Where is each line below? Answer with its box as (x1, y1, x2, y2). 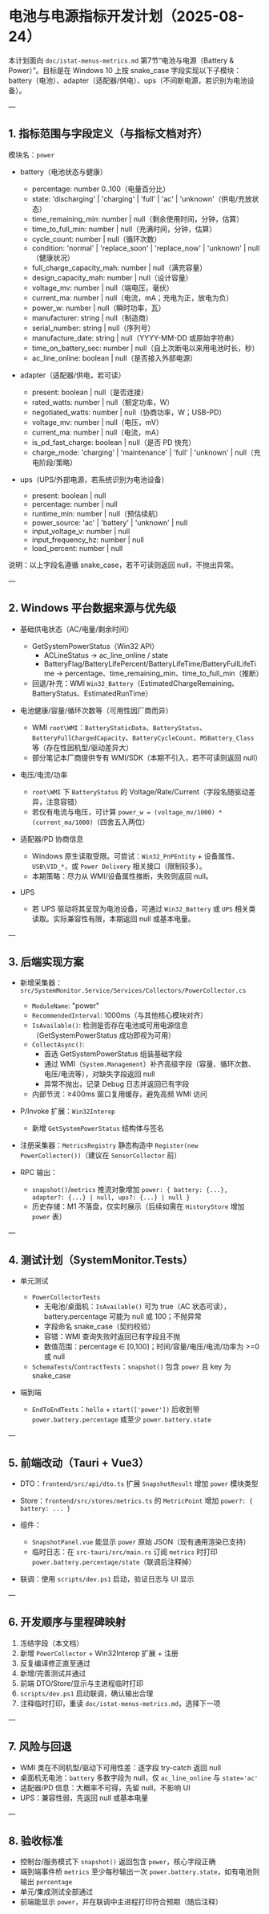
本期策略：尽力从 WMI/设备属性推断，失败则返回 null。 (31, 871, 214, 880)
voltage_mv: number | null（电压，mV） (31, 417, 164, 426)
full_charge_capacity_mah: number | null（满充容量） (31, 263, 207, 272)
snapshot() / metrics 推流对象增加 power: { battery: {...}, (31, 1185, 228, 1194)
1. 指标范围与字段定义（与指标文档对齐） (8, 127, 208, 141)
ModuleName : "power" (31, 1001, 100, 1010)
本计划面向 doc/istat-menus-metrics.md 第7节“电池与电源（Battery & (8, 55, 235, 65)
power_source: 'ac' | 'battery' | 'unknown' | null (31, 517, 188, 527)
